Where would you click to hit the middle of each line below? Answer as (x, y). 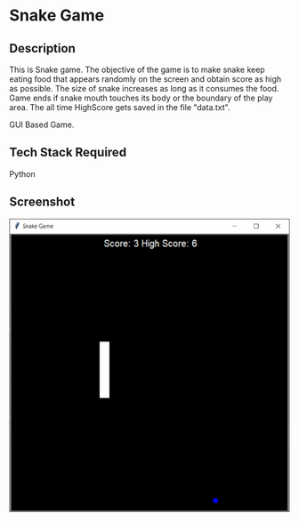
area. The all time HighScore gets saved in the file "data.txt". (120, 107)
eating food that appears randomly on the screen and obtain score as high (145, 79)
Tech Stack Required (68, 152)
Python (22, 173)
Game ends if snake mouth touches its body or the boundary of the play (141, 98)
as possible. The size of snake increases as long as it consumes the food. (144, 88)
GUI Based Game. (42, 124)
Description (42, 48)
